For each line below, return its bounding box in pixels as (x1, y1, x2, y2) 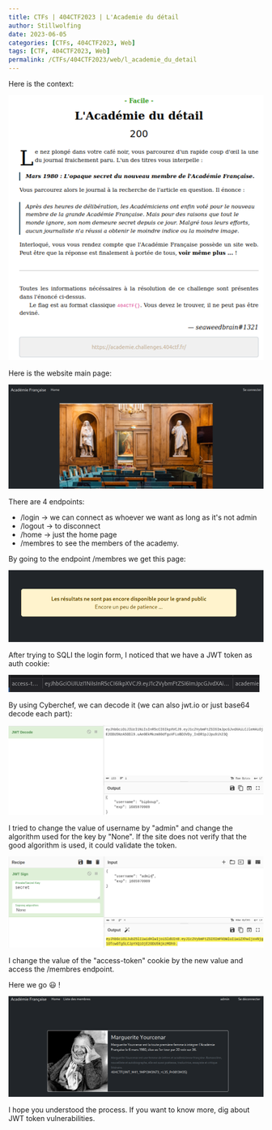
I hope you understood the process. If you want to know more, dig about (8, 1105, 250, 1115)
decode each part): (8, 708, 73, 718)
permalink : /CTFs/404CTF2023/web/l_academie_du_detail (8, 56, 198, 64)
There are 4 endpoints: (8, 496, 85, 506)
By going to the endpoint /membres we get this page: (8, 554, 186, 563)
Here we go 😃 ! (8, 979, 61, 989)
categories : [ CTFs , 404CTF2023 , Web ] (8, 39, 136, 47)
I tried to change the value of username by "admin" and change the (8, 822, 233, 833)
